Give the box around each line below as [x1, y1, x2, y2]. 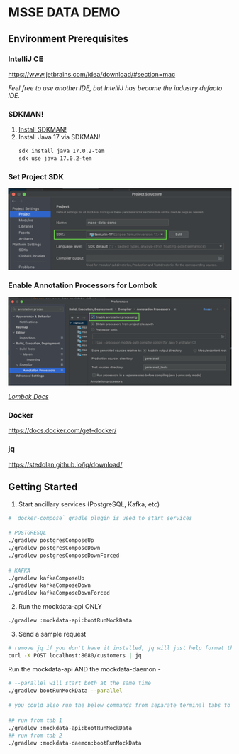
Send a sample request [18, 630, 87, 639]
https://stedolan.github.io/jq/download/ [8, 460, 123, 469]
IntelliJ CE [8, 54, 44, 64]
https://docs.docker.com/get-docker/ [8, 426, 117, 435]
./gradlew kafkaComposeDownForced [8, 590, 111, 597]
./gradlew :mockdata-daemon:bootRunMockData [8, 739, 142, 747]
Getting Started [8, 481, 78, 493]
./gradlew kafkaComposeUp [8, 574, 84, 582]
